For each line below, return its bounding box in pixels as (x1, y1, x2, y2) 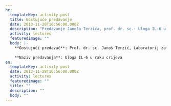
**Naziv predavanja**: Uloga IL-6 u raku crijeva (14, 55, 123, 60)
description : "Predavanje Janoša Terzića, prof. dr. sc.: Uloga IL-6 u (10, 26, 166, 32)
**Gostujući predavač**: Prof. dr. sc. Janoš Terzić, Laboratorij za (14, 45, 166, 50)
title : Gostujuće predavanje (10, 17, 72, 22)
